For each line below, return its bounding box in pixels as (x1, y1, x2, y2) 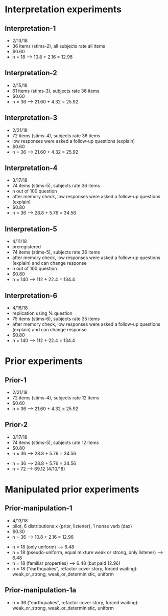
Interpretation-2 (5, 69, 57, 77)
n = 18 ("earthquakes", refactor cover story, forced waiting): (12, 565, 138, 571)
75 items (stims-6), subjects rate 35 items (12, 316, 100, 322)
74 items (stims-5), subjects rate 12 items (12, 439, 99, 445)
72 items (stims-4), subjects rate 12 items (12, 395, 100, 401)
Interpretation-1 (5, 24, 56, 33)
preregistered (12, 244, 41, 250)
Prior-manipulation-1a (5, 586, 77, 594)
